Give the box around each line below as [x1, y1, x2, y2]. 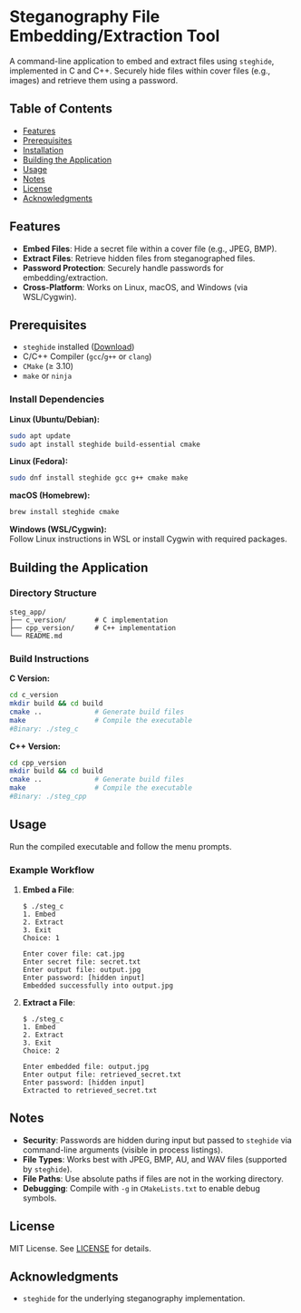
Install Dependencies [9, 393, 105, 405]
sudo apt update [9, 431, 71, 441]
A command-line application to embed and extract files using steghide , [9, 55, 275, 66]
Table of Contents [9, 102, 113, 117]
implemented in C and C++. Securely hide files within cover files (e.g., [9, 65, 271, 76]
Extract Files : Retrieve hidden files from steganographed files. [22, 252, 256, 264]
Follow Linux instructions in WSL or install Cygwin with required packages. [9, 533, 287, 545]
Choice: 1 [22, 934, 61, 943]
